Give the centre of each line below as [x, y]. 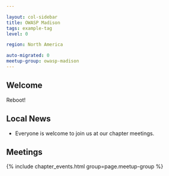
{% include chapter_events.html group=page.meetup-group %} [85, 166]
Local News [29, 119]
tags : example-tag [29, 28]
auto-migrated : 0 [28, 56]
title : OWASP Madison [33, 23]
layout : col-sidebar [32, 17]
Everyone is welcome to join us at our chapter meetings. [84, 133]
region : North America [35, 45]
